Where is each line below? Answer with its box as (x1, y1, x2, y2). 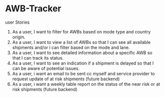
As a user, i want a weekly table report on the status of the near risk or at (12, 81, 160, 87)
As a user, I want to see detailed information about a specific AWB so (12, 50, 153, 56)
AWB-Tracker (5, 3, 62, 14)
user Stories (5, 19, 30, 25)
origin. (12, 34, 26, 40)
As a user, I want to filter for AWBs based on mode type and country (12, 29, 151, 34)
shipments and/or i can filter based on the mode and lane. (12, 44, 130, 50)
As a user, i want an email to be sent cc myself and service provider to (12, 70, 155, 76)
